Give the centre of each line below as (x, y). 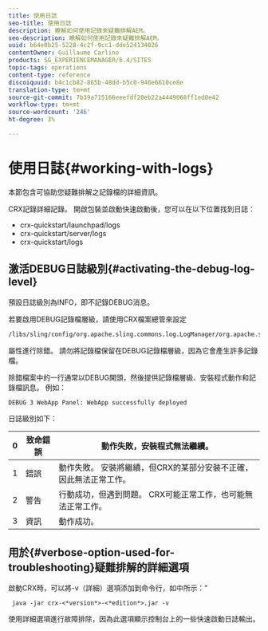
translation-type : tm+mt (49, 90)
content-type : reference (49, 75)
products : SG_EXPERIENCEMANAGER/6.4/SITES (80, 61)
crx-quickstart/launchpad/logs (70, 225)
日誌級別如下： (33, 419)
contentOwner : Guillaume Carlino (64, 53)
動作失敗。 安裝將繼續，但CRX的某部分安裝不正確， (156, 467)
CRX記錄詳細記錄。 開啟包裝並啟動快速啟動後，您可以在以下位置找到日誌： (132, 209)
